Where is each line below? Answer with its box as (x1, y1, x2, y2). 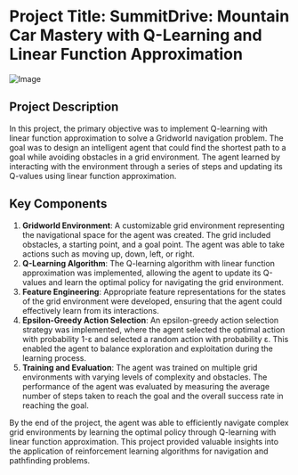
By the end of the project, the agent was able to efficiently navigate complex (9, 417, 289, 428)
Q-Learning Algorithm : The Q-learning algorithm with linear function (21, 258, 276, 268)
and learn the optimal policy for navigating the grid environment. (48, 276, 285, 287)
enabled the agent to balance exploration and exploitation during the (21, 343, 274, 354)
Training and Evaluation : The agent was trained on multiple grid (21, 362, 258, 373)
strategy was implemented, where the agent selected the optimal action (21, 323, 286, 335)
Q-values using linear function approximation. (9, 170, 177, 181)
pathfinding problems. (9, 455, 91, 465)
